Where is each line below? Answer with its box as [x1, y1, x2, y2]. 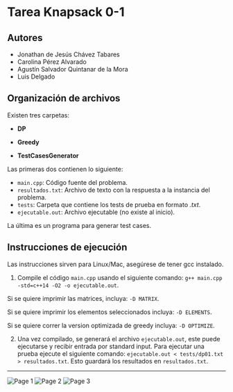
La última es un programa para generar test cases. [7, 221, 152, 229]
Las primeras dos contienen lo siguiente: [7, 165, 123, 173]
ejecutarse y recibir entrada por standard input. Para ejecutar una [17, 342, 205, 350]
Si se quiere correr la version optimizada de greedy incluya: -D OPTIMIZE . [7, 321, 215, 329]
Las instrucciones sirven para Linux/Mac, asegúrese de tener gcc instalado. [7, 260, 224, 268]
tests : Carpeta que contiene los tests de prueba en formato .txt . [17, 200, 201, 209]
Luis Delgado [17, 72, 55, 81]
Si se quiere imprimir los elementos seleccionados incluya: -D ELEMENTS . [7, 307, 212, 316]
